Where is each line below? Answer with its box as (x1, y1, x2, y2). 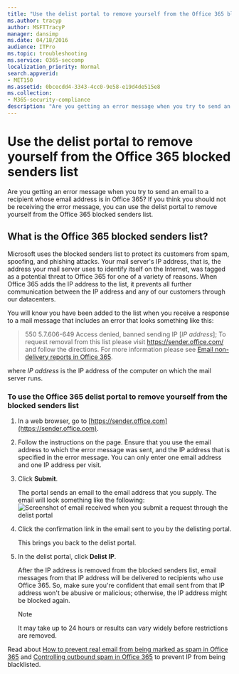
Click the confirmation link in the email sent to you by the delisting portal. (17, 524, 232, 533)
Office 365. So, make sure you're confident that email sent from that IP (17, 581, 225, 589)
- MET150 (7, 76, 33, 84)
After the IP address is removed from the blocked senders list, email (17, 566, 217, 574)
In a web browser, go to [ (17, 417, 91, 425)
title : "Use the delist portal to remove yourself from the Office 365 (7, 10, 224, 18)
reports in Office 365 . (50, 353, 113, 361)
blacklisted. (7, 660, 41, 668)
